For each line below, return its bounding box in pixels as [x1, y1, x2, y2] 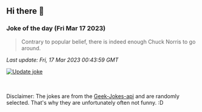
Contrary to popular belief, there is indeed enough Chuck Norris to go [21, 38, 196, 45]
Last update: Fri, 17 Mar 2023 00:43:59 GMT [6, 56, 119, 64]
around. [21, 44, 41, 51]
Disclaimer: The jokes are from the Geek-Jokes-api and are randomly [6, 92, 179, 100]
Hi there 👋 [6, 6, 44, 16]
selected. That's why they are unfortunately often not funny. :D [6, 99, 164, 106]
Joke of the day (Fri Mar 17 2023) [6, 24, 106, 33]
